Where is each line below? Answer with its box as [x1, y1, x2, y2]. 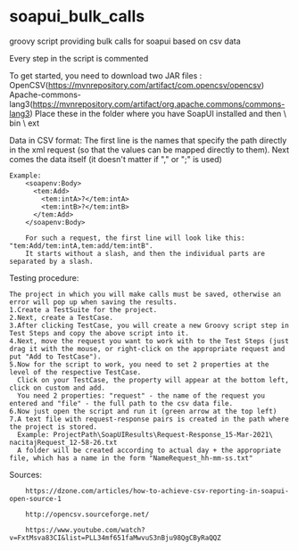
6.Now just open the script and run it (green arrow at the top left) [9, 407, 277, 415]
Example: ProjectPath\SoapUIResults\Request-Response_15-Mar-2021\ [17, 430, 274, 439]
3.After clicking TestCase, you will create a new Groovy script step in [9, 321, 290, 330]
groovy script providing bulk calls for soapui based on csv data [9, 36, 241, 46]
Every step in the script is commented [9, 53, 149, 63]
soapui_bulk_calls [9, 6, 145, 27]
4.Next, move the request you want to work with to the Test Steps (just [9, 336, 290, 345]
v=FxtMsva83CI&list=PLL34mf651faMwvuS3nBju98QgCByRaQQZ [9, 533, 221, 542]
